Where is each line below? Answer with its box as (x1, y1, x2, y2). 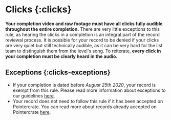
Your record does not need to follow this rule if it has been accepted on (12, 98, 163, 104)
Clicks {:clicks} (5, 4, 72, 15)
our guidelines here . (12, 92, 55, 98)
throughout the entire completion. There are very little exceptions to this (5, 26, 160, 32)
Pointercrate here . (12, 109, 51, 115)
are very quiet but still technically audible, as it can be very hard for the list (5, 42, 163, 48)
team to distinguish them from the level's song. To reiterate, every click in (5, 48, 161, 54)
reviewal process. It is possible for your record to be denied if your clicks (5, 37, 159, 43)
